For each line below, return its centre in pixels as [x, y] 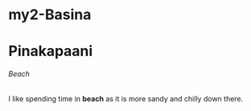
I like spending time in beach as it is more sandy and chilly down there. [126, 98]
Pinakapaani [51, 52]
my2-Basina [50, 15]
